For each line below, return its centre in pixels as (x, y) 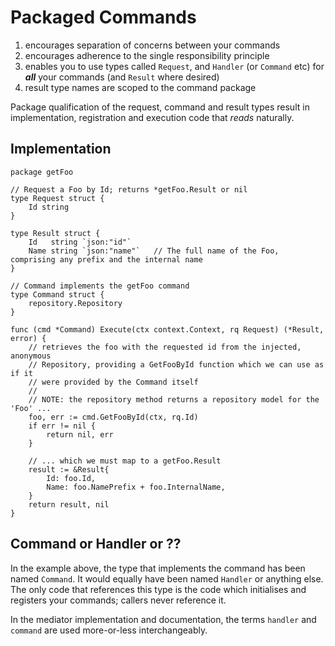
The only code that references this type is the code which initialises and (158, 589)
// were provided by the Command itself (113, 382)
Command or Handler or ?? (96, 544)
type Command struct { (57, 294)
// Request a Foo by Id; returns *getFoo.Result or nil (129, 189)
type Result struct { (55, 233)
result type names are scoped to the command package (140, 87)
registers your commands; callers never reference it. (118, 600)
